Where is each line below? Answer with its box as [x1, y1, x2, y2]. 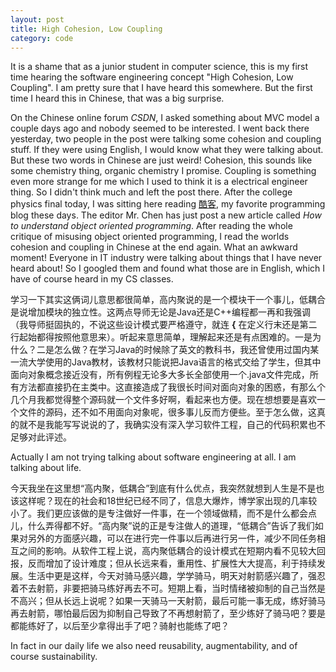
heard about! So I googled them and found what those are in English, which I [10, 262, 326, 275]
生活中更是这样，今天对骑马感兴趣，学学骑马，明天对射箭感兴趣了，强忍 [27, 570, 326, 582]
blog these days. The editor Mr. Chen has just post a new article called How [10, 209, 322, 221]
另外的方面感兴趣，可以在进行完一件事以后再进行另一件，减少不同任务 [27, 532, 317, 545]
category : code [10, 33, 74, 43]
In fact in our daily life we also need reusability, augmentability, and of [10, 640, 298, 652]
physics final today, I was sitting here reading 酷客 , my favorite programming [10, 198, 326, 210]
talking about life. [10, 462, 82, 474]
